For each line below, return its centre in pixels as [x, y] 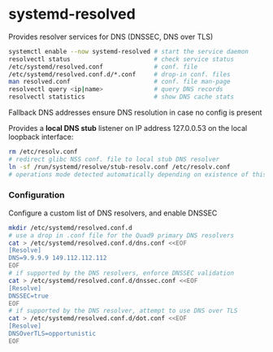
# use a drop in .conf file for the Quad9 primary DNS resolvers [121, 235]
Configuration [37, 195]
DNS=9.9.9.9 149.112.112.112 [58, 258]
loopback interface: [41, 137]
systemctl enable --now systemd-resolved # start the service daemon [129, 51]
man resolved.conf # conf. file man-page [119, 82]
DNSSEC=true [28, 296]
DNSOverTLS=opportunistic [52, 334]
